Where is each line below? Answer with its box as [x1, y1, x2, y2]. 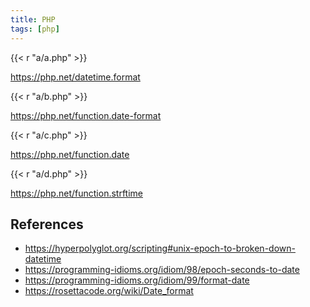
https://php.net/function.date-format [10, 109, 162, 121]
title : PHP [10, 14, 56, 25]
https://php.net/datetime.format [10, 71, 141, 83]
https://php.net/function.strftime [10, 187, 143, 199]
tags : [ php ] [10, 24, 60, 34]
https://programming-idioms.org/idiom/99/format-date [24, 274, 250, 286]
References [10, 216, 84, 233]
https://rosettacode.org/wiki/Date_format [24, 285, 194, 297]
